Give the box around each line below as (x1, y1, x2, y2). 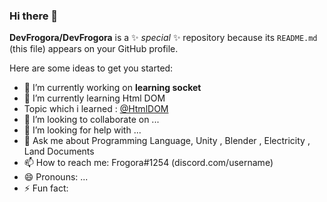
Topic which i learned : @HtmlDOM (23, 103, 169, 115)
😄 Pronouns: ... (23, 171, 89, 183)
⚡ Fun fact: (23, 182, 69, 194)
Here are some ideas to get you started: (9, 62, 174, 74)
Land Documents (23, 145, 95, 158)
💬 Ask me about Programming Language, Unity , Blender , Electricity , (23, 135, 311, 147)
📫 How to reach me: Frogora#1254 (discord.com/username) (23, 157, 274, 169)
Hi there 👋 (9, 9, 59, 23)
